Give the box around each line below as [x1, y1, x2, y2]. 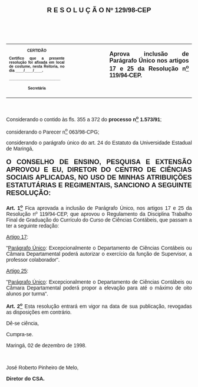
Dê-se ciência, [6, 320, 39, 327]
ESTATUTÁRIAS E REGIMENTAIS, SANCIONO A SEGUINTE [6, 181, 192, 190]
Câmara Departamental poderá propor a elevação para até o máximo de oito [6, 284, 192, 291]
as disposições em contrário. [6, 308, 72, 316]
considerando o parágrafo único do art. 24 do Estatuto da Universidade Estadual [6, 139, 192, 147]
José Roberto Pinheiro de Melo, [6, 364, 79, 371]
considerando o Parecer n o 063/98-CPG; [6, 127, 100, 135]
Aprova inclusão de [109, 50, 189, 57]
